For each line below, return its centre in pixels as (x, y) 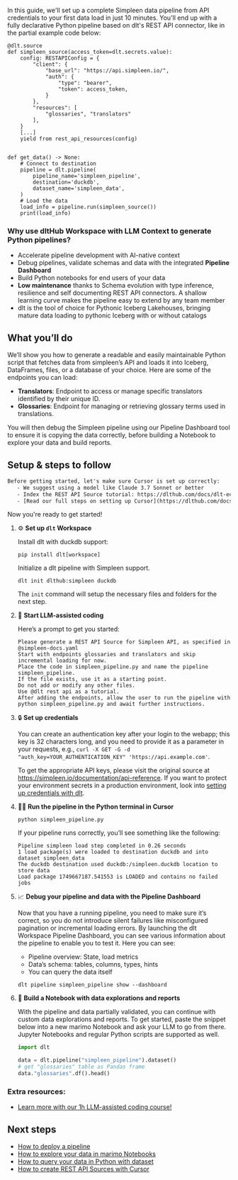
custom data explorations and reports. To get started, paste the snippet (121, 1019)
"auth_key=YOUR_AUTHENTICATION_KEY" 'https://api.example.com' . (114, 757)
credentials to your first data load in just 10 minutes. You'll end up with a (112, 18)
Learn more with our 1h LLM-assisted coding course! (95, 1107)
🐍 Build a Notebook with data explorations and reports (99, 998)
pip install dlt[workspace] (59, 555)
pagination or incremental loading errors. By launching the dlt (107, 928)
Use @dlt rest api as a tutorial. (68, 692)
